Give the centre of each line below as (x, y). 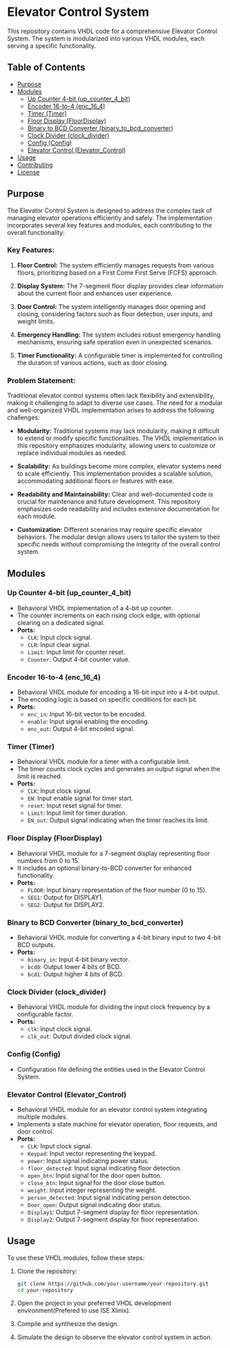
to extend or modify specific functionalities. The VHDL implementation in (120, 438)
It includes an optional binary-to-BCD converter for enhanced (104, 868)
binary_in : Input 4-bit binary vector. (78, 960)
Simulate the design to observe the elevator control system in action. (114, 1337)
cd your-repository (45, 1290)
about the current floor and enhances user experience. (95, 293)
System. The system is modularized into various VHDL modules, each (106, 38)
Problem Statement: (41, 380)
